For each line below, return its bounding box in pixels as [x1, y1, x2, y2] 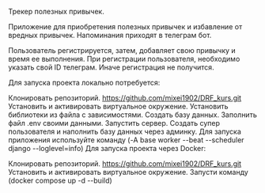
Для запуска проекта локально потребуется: [8, 78, 161, 87]
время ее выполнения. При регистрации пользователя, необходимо [8, 55, 240, 63]
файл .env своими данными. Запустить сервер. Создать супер [8, 119, 220, 127]
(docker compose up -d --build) [8, 176, 112, 185]
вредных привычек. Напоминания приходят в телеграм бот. [8, 31, 212, 40]
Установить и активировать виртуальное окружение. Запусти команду [8, 168, 249, 176]
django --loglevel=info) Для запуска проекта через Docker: [8, 144, 206, 153]
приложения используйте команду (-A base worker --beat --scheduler [8, 135, 244, 145]
